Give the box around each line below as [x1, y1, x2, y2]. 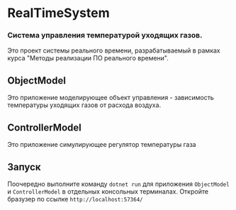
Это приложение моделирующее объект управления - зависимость [7, 94, 214, 102]
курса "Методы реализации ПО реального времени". [7, 54, 169, 62]
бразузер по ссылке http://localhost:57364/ [7, 194, 143, 203]
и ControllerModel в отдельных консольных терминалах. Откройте [7, 187, 209, 196]
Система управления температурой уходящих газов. [7, 31, 203, 40]
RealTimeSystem [7, 5, 110, 21]
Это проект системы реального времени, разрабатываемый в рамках [7, 46, 221, 55]
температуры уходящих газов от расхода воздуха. [7, 101, 162, 109]
